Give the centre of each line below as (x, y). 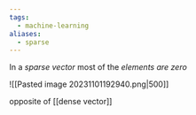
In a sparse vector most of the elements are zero (98, 67)
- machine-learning (53, 26)
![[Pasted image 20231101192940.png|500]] (89, 84)
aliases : (25, 34)
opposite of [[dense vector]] (61, 102)
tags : (19, 17)
